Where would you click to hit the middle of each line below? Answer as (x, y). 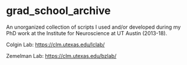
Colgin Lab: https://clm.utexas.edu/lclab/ (55, 45)
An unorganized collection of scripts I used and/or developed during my (93, 27)
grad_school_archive (58, 11)
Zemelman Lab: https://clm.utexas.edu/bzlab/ (61, 56)
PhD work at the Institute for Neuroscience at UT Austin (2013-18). (87, 33)
